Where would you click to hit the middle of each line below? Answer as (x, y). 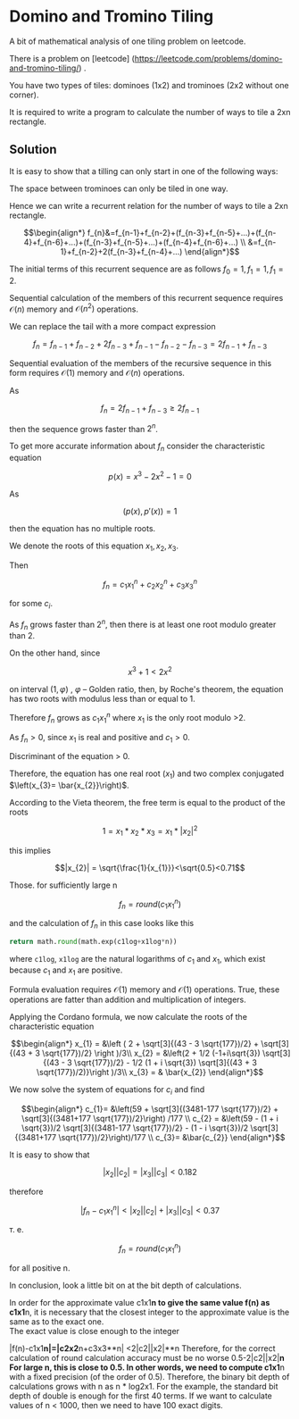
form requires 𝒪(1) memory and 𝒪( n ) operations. (97, 373)
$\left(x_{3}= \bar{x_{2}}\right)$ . (69, 785)
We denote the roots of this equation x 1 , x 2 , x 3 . (94, 547)
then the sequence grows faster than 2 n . (84, 428)
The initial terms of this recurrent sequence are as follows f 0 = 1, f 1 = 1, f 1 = (146, 270)
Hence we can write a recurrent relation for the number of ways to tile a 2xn (149, 205)
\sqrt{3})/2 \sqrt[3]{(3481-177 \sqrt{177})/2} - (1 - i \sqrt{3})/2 (135, 1128)
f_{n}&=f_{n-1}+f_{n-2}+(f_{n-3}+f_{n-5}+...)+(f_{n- (182, 232)
